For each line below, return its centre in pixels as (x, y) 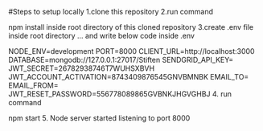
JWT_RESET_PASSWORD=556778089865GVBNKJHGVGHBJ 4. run (120, 94)
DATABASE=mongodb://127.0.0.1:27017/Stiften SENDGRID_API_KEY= (121, 60)
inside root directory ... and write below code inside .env (102, 36)
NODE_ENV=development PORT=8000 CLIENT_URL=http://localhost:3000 (131, 51)
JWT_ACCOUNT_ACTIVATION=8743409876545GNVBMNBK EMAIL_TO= (129, 77)
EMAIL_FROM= (33, 85)
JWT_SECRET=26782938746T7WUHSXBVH (82, 68)
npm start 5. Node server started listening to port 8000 (99, 118)
